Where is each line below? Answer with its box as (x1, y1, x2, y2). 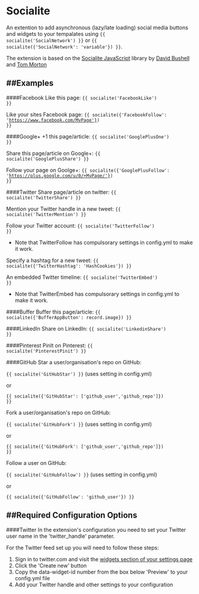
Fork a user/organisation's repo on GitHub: (6, 409, 111, 416)
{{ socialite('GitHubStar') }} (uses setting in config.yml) (6, 370, 152, 377)
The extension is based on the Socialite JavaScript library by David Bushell (6, 54, 189, 61)
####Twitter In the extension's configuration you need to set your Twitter (6, 526, 186, 533)
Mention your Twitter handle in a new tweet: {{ (6, 205, 121, 213)
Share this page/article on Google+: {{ (6, 149, 101, 156)
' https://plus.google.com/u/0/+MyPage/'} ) (6, 173, 113, 178)
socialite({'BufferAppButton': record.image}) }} (6, 315, 132, 321)
